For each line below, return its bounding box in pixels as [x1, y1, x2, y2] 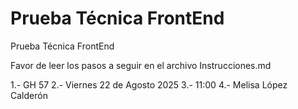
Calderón [10, 89, 48, 101]
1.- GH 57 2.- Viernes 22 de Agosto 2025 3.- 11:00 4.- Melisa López [10, 78, 288, 91]
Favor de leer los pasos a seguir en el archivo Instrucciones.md [10, 59, 272, 71]
